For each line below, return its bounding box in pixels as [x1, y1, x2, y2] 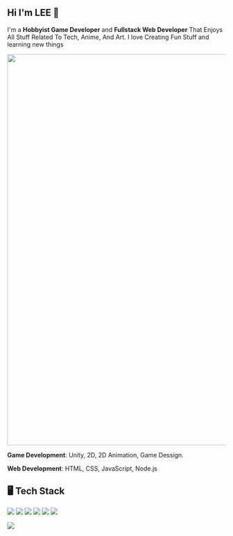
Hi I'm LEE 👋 [7, 7, 60, 19]
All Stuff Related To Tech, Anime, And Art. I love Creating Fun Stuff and [7, 33, 209, 41]
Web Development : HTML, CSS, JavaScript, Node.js [7, 464, 157, 473]
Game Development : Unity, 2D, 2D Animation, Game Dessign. [7, 450, 184, 459]
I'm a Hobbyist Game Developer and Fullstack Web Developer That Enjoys [7, 25, 223, 33]
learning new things [7, 40, 64, 49]
